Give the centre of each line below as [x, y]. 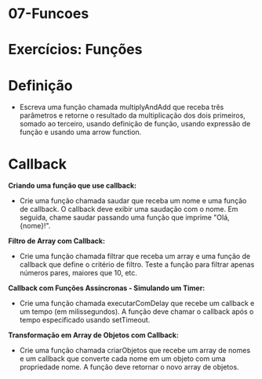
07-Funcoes [49, 14]
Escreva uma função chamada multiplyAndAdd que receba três [122, 108]
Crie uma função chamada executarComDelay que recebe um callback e [137, 304]
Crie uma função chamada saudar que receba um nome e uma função [133, 201]
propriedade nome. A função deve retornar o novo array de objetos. [129, 367]
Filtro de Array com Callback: [57, 241]
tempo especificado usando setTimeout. [85, 320]
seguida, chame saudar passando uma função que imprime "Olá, [124, 217]
